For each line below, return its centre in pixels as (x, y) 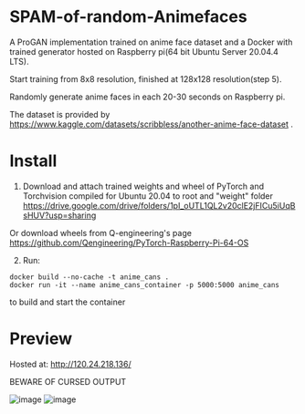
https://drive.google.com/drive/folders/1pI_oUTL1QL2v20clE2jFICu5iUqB (159, 205)
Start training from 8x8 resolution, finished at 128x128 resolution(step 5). (146, 78)
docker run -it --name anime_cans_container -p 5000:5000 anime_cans (145, 285)
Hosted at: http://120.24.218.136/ (70, 364)
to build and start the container (68, 302)
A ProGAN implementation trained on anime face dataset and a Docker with (151, 42)
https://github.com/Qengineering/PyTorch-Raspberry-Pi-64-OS (129, 243)
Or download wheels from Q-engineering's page (100, 233)
